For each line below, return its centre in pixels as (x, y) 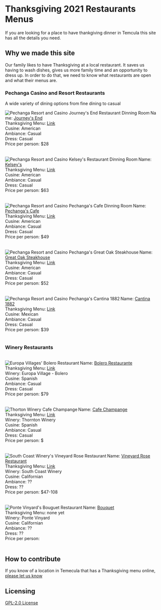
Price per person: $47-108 (32, 492)
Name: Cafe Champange (103, 409)
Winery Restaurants (29, 347)
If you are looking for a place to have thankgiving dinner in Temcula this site (80, 33)
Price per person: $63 (27, 190)
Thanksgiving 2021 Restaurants (70, 9)
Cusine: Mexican (22, 314)
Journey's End (28, 118)
